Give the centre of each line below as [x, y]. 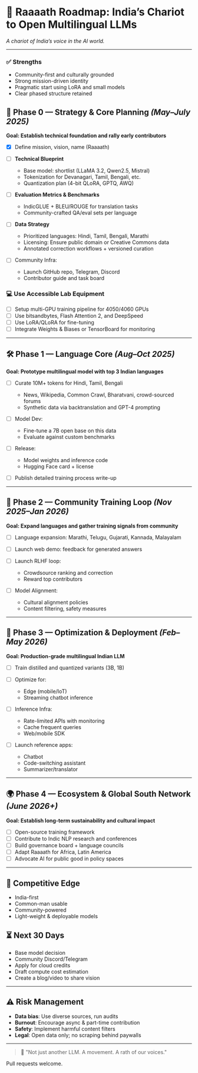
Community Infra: [36, 260]
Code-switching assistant [55, 763]
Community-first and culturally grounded [64, 75]
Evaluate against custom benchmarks [69, 437]
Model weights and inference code [66, 460]
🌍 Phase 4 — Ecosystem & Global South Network [99, 794]
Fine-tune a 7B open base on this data [70, 430]
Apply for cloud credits [42, 965]
